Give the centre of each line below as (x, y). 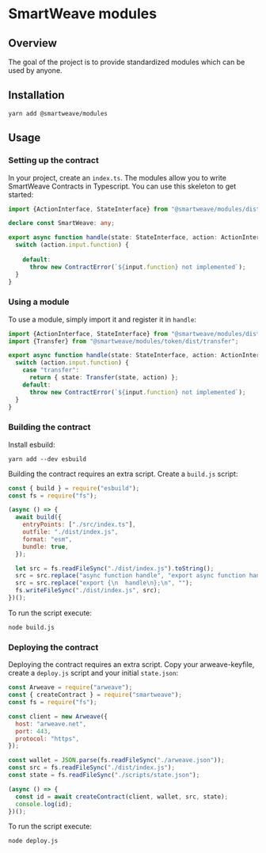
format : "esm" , (47, 539)
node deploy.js (33, 841)
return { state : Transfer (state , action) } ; (104, 378)
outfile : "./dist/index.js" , (70, 532)
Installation (36, 95)
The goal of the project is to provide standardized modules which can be (127, 62)
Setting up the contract (53, 161)
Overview (33, 43)
